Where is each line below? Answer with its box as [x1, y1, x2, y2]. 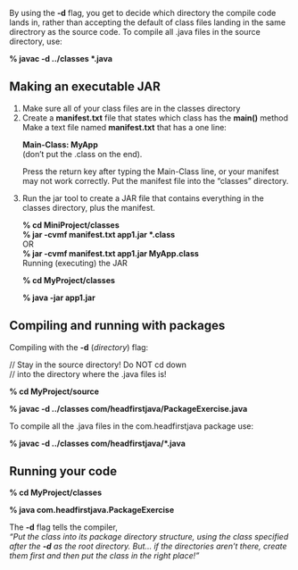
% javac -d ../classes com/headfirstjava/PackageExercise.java [9, 403, 248, 414]
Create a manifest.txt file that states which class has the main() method [21, 112, 288, 123]
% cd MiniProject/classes [21, 219, 120, 231]
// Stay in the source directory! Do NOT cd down [9, 359, 187, 370]
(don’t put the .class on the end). [21, 148, 143, 159]
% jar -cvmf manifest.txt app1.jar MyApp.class [21, 247, 199, 258]
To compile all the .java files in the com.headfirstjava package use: [9, 420, 254, 432]
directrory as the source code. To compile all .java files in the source [9, 27, 261, 37]
